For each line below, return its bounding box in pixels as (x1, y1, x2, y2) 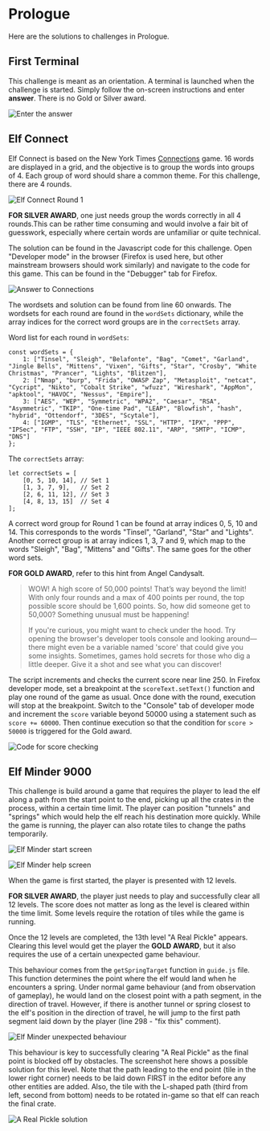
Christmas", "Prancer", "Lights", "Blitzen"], (8, 369, 167, 377)
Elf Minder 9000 (8, 765, 92, 779)
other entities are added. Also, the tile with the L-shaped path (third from (8, 1082, 248, 1092)
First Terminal (8, 55, 80, 68)
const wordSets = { (8, 348, 74, 356)
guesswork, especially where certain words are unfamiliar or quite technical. (8, 227, 261, 237)
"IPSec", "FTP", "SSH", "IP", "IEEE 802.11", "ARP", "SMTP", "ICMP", (8, 426, 247, 434)
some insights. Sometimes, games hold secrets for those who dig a (27, 651, 251, 660)
